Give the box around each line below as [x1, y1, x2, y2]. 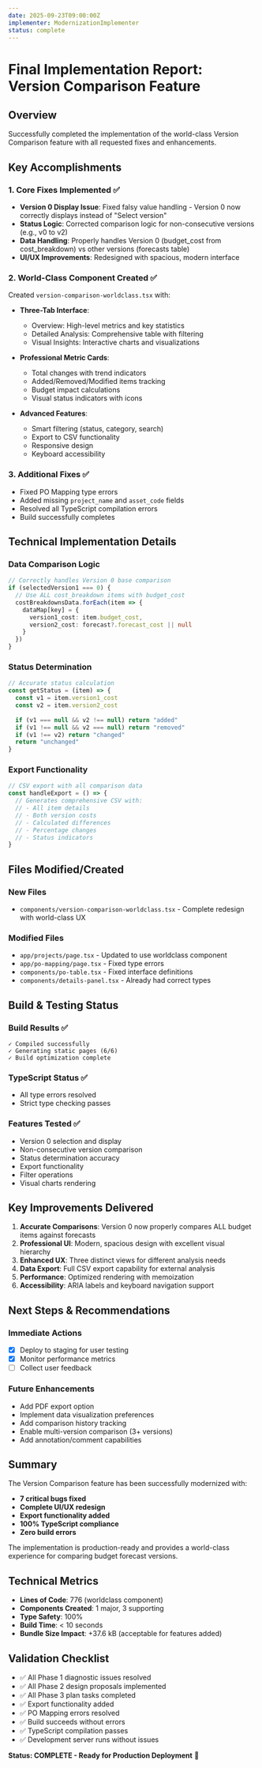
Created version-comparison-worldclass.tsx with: [8, 290, 171, 300]
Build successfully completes [19, 512, 116, 521]
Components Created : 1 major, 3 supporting [19, 1604, 164, 1613]
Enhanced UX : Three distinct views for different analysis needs [19, 1255, 226, 1265]
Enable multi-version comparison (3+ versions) [19, 1427, 174, 1436]
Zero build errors [19, 1528, 77, 1537]
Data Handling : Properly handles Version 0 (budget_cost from [19, 236, 222, 246]
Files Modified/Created [8, 863, 125, 876]
